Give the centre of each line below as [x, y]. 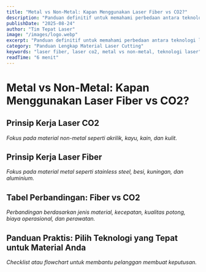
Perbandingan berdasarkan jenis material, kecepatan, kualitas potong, [96, 212]
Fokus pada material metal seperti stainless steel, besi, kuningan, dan [95, 172]
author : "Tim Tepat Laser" [41, 29]
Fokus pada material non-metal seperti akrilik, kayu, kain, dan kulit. [92, 138]
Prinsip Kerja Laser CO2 [53, 123]
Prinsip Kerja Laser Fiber [54, 157]
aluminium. [21, 178]
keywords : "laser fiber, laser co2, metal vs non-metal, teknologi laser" [104, 52]
